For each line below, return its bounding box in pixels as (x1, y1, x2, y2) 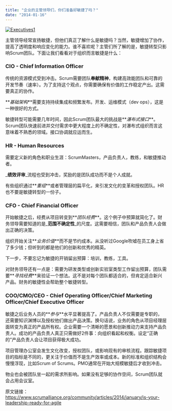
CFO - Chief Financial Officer (5, 202, 78, 209)
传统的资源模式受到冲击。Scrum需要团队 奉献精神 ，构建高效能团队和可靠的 (5, 75, 163, 81)
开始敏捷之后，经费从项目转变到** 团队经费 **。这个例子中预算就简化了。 (5, 214, 158, 220)
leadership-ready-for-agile (5, 399, 61, 405)
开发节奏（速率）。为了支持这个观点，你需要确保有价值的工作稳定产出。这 (5, 81, 160, 88)
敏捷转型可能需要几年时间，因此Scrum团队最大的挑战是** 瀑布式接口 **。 (5, 116, 158, 122)
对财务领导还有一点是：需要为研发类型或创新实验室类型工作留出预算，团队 (5, 266, 162, 272)
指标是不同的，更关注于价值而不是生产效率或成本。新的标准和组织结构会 (14, 354, 167, 360)
